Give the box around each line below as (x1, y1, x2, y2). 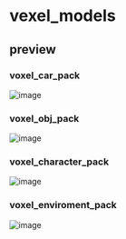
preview (9, 42, 56, 57)
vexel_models (9, 5, 116, 26)
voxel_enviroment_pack (9, 199, 118, 212)
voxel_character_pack (9, 155, 110, 168)
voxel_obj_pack (9, 112, 80, 124)
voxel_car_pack (9, 69, 81, 82)
